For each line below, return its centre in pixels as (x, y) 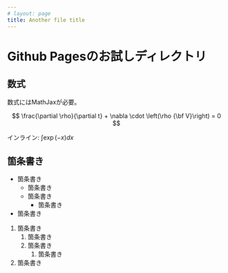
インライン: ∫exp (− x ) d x (41, 137)
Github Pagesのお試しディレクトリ (107, 56)
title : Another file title (46, 20)
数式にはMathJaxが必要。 (44, 102)
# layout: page (29, 13)
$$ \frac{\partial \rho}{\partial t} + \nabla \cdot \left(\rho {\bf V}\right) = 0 (116, 115)
